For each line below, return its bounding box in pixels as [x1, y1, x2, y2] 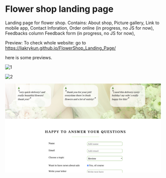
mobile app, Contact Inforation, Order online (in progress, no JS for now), [5, 25, 154, 31]
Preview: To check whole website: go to [5, 39, 86, 45]
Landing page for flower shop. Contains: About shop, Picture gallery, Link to [5, 20, 160, 26]
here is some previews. [5, 54, 52, 60]
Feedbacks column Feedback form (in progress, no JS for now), [5, 30, 135, 36]
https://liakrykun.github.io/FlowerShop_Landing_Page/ [5, 45, 116, 51]
